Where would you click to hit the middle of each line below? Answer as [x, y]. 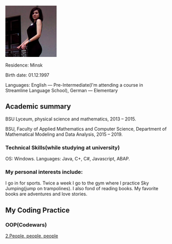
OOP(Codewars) [26, 225]
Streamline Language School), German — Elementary [62, 90]
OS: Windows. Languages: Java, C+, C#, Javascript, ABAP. [68, 159]
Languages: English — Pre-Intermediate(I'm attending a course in [74, 85]
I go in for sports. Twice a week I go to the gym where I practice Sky [77, 183]
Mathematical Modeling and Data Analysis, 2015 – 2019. [64, 134]
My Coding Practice [38, 210]
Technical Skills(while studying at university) [63, 148]
